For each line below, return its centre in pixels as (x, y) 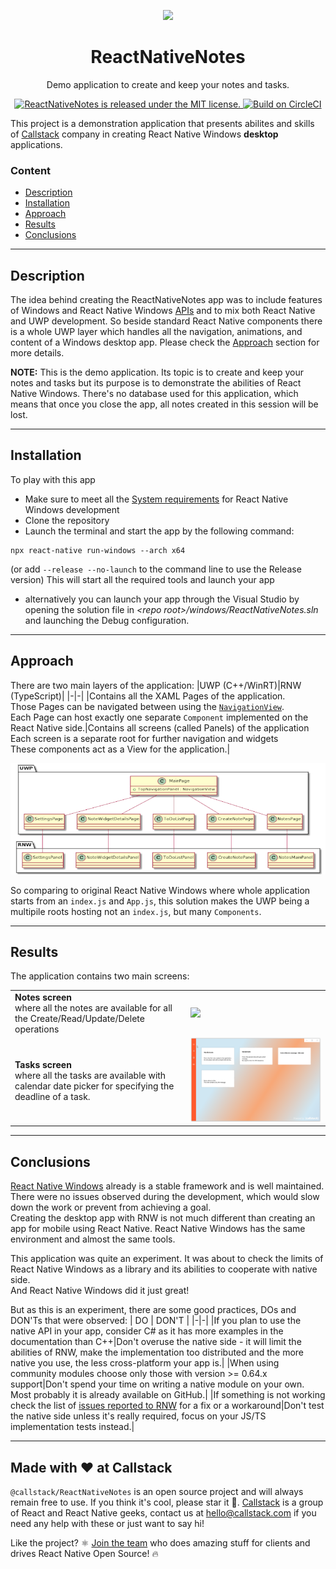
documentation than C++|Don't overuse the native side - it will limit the (156, 1342)
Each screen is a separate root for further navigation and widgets (144, 738)
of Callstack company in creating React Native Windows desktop (144, 134)
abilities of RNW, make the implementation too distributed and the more (157, 1352)
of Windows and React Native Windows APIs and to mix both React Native (163, 311)
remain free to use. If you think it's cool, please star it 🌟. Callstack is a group (167, 1502)
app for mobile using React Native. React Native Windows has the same (158, 1229)
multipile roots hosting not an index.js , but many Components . (136, 911)
